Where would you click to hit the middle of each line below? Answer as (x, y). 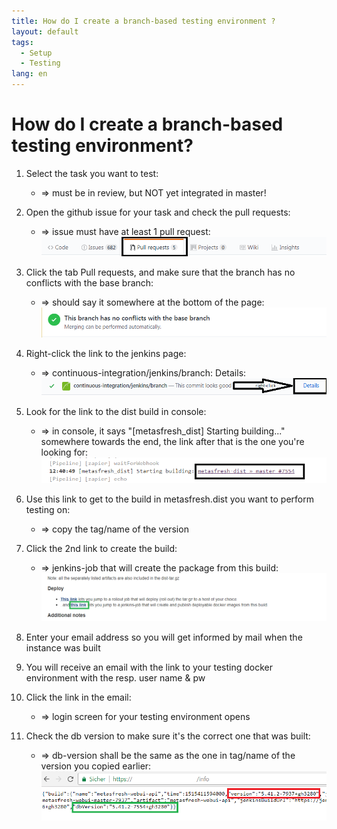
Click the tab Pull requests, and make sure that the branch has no (160, 272)
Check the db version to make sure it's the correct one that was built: (168, 736)
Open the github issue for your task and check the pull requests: (158, 212)
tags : (22, 42)
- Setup (36, 53)
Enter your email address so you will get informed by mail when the (164, 637)
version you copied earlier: (96, 766)
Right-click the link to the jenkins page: (106, 354)
